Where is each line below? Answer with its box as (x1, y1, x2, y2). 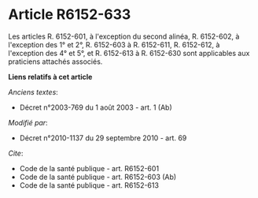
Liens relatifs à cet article (8, 72, 93, 81)
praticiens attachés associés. (8, 57, 103, 66)
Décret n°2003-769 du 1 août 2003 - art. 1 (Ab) (19, 103, 173, 112)
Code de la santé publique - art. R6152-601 (19, 163, 160, 173)
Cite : (8, 148, 24, 158)
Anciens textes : (8, 87, 59, 96)
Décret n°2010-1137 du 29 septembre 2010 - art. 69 (19, 133, 187, 143)
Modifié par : (8, 118, 49, 127)
